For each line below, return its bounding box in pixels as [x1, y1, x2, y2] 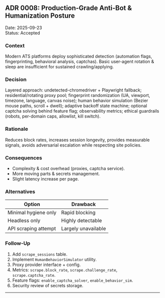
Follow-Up [5, 240, 30, 247]
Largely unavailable [61, 225, 107, 232]
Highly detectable [61, 217, 102, 224]
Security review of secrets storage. [12, 282, 83, 288]
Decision [5, 76, 27, 83]
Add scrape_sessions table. [12, 251, 68, 257]
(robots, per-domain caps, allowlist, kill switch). [5, 113, 101, 119]
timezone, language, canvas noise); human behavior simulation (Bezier [5, 98, 148, 104]
